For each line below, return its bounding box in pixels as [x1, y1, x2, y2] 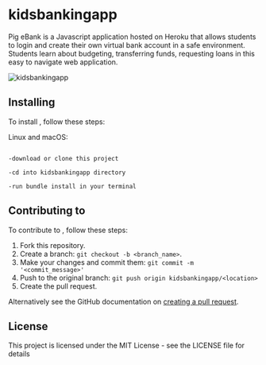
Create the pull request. [19, 281, 98, 291]
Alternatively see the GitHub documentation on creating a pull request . [8, 297, 239, 306]
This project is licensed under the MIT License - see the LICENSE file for [8, 340, 245, 351]
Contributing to [8, 204, 86, 218]
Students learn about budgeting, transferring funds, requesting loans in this [8, 49, 256, 58]
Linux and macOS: [8, 132, 68, 142]
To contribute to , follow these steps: [8, 225, 129, 235]
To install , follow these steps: [8, 117, 106, 126]
